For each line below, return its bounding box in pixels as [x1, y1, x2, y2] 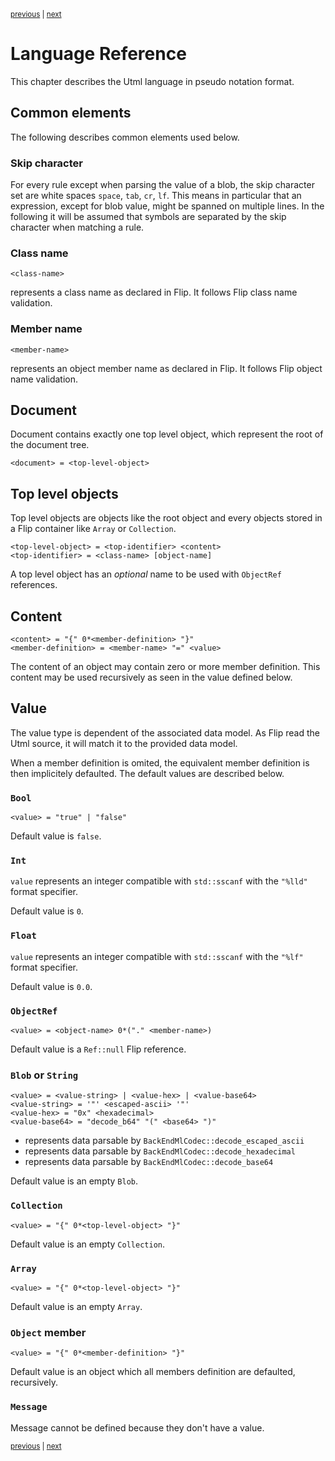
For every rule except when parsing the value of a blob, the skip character [10, 179, 315, 191]
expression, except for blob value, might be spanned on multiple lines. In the [10, 200, 325, 212]
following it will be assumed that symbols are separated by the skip [10, 211, 287, 223]
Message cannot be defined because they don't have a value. [10, 1421, 265, 1434]
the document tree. [10, 439, 90, 451]
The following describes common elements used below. [10, 131, 240, 143]
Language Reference [10, 43, 187, 65]
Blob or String [10, 1068, 79, 1082]
